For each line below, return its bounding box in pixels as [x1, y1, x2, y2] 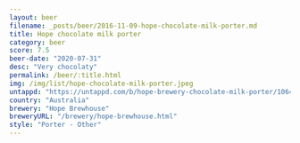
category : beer [9, 37, 66, 47]
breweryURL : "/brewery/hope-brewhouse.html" [9, 112, 178, 121]
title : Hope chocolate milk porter [9, 29, 142, 38]
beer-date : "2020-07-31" [9, 54, 102, 63]
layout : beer [9, 12, 58, 22]
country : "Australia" [9, 95, 90, 105]
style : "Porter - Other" [9, 121, 102, 130]
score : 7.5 [9, 46, 50, 55]
